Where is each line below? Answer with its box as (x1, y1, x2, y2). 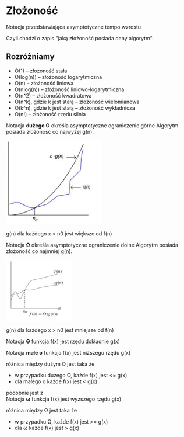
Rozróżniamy (6, 51, 55, 62)
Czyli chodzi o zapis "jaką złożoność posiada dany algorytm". (6, 34, 154, 41)
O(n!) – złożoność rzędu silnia (14, 110, 86, 117)
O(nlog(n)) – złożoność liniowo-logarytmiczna (14, 86, 125, 93)
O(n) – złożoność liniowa (14, 79, 74, 86)
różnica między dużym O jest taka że (6, 360, 95, 367)
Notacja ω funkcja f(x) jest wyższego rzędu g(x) (6, 396, 122, 403)
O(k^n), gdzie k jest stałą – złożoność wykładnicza (14, 104, 135, 112)
